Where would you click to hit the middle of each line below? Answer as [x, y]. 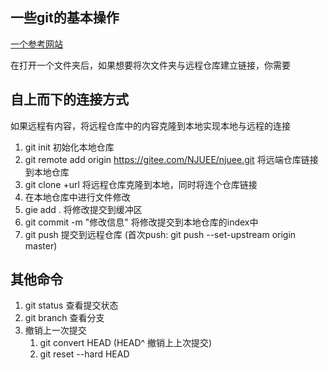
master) [41, 245]
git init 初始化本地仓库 [69, 147]
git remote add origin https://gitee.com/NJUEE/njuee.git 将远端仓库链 [167, 159]
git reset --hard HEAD [84, 354]
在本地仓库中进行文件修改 [77, 197]
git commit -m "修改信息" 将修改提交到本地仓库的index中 [141, 222]
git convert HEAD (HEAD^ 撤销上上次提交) [126, 343]
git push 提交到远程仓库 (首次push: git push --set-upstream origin [160, 234]
